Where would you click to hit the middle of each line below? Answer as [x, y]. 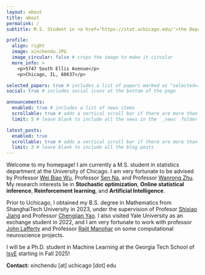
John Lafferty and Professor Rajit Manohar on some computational [90, 229]
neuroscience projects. [35, 235]
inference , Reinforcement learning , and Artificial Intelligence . [86, 191]
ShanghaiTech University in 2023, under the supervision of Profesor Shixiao [102, 209]
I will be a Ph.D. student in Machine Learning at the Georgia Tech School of [100, 247]
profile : [17, 40]
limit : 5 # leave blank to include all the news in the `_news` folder [105, 119]
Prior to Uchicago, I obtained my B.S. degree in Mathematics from [89, 203]
